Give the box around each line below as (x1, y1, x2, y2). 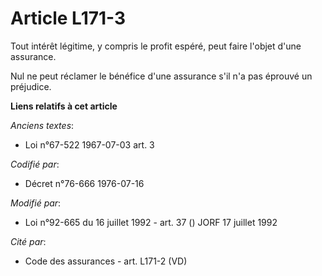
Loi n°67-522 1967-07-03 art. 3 (24, 138, 155, 151)
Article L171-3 (10, 7, 127, 30)
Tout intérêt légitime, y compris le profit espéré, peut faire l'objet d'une (10, 40, 302, 52)
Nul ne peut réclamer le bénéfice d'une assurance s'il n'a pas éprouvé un (10, 70, 313, 82)
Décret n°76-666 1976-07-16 (24, 177, 145, 189)
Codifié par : (10, 158, 60, 170)
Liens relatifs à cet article (10, 100, 118, 112)
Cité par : (10, 235, 47, 247)
